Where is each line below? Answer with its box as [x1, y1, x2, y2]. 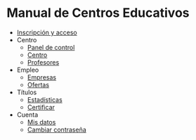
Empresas [27, 72, 57, 82]
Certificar [27, 103, 55, 111]
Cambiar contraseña [27, 125, 87, 134]
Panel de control [27, 43, 75, 51]
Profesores [27, 58, 60, 66]
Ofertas [27, 80, 50, 89]
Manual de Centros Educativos [6, 5, 190, 21]
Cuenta [16, 110, 39, 119]
